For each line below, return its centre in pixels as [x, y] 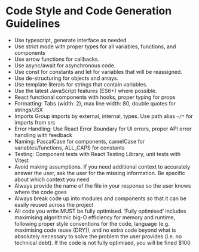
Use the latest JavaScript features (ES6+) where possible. [85, 91]
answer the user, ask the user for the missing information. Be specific [100, 173]
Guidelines [33, 24]
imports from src [35, 122]
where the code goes [40, 192]
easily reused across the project [54, 204]
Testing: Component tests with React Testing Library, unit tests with [97, 154]
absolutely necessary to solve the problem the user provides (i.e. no [98, 236]
